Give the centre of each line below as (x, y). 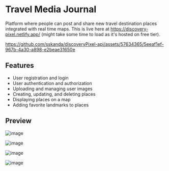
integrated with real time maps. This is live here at (57, 28)
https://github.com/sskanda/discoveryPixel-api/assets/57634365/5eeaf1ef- (84, 44)
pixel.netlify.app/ (23, 34)
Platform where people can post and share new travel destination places (81, 23)
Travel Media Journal (51, 9)
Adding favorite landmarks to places (51, 105)
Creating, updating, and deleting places (54, 94)
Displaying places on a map (41, 99)
